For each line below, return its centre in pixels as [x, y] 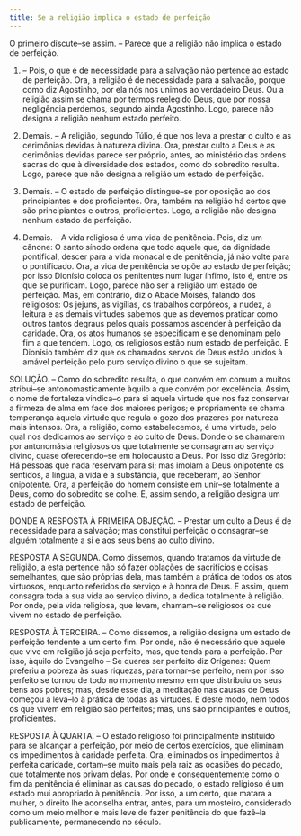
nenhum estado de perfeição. [77, 220]
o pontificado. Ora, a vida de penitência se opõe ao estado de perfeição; [157, 265]
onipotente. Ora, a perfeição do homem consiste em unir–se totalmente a [145, 484]
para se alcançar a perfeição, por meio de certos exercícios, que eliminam [147, 745]
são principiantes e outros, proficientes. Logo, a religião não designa [149, 210]
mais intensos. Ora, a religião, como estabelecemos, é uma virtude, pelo [143, 427]
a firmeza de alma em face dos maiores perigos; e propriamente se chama [147, 408]
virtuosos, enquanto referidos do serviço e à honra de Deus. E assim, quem [149, 586]
